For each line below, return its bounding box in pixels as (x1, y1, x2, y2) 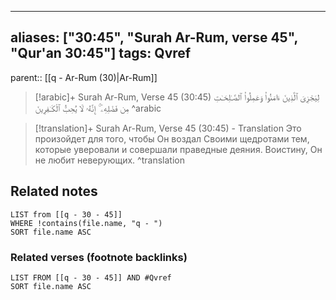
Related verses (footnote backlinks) (10, 250, 188, 264)
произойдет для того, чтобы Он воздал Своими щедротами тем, (34, 132, 310, 145)
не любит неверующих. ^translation (34, 154, 185, 166)
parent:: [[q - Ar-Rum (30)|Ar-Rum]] (10, 71, 158, 83)
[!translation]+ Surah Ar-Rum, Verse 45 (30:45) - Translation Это (34, 122, 302, 134)
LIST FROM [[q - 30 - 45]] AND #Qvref (10, 272, 172, 283)
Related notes (10, 183, 98, 200)
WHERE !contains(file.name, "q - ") (10, 218, 163, 228)
